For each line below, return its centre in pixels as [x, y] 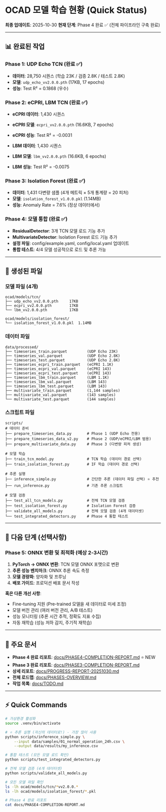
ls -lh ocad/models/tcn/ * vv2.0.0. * [42, 787]
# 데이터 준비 [17, 428]
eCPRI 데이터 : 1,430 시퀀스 [39, 114]
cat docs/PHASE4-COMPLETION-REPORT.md [45, 805]
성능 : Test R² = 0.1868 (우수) [40, 88]
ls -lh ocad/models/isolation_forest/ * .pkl [51, 791]
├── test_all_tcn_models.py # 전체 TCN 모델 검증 [65, 500]
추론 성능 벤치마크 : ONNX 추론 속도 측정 [51, 571]
